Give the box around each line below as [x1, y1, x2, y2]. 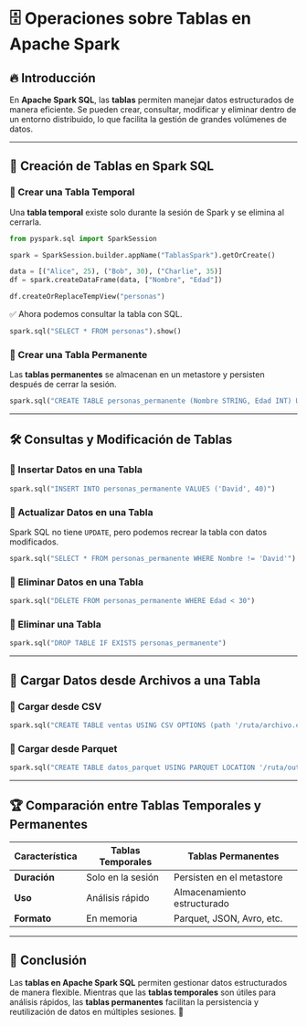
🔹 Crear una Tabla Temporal [9, 185, 135, 198]
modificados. [9, 536, 59, 547]
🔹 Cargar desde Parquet [9, 742, 118, 755]
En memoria [86, 912, 138, 925]
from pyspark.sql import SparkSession [9, 234, 157, 243]
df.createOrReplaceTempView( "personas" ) [9, 292, 166, 301]
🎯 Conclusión [9, 953, 87, 968]
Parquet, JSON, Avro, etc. [173, 912, 283, 925]
